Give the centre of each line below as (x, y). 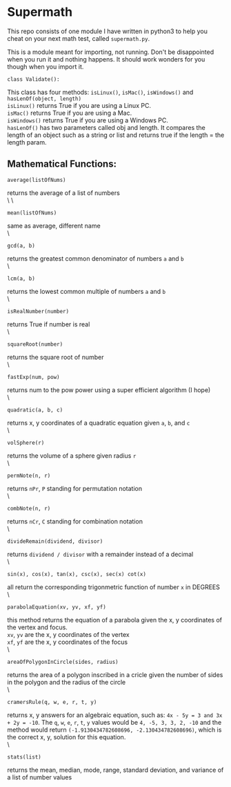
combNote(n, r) (29, 508)
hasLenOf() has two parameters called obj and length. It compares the (106, 127)
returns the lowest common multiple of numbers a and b (87, 291)
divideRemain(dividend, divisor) (55, 541)
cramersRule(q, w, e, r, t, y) (52, 702)
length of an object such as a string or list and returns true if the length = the (116, 135)
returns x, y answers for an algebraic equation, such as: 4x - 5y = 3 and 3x (115, 715)
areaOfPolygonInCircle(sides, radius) (63, 662)
